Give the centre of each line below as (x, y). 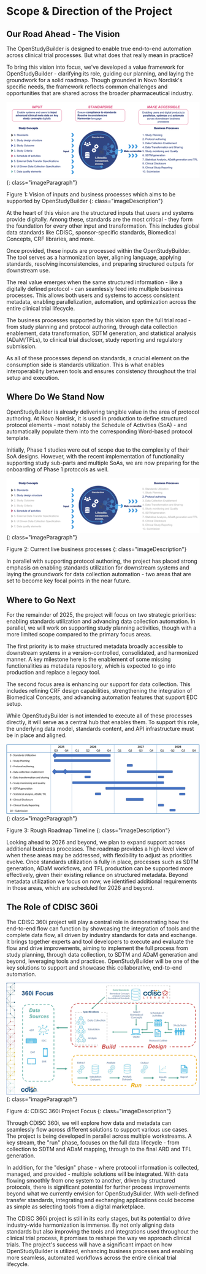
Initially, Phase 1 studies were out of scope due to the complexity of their (98, 450)
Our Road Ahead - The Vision (63, 34)
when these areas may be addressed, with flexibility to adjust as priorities (99, 855)
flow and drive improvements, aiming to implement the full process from (97, 948)
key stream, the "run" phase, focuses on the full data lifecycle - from (93, 1142)
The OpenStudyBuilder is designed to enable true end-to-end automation (99, 48)
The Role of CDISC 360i (52, 907)
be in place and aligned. (37, 735)
